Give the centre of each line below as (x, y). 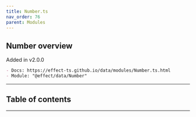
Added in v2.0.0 (25, 60)
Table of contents (38, 100)
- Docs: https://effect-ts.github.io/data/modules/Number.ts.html (88, 70)
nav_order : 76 (23, 17)
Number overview (39, 46)
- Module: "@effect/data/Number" (47, 76)
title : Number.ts (27, 11)
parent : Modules (26, 22)
